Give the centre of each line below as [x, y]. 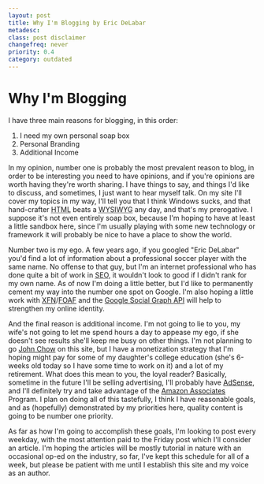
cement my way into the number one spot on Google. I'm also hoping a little [131, 292]
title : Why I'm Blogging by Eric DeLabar [77, 23]
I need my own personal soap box [74, 136]
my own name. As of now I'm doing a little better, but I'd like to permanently [131, 283]
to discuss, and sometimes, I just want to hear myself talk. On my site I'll [125, 192]
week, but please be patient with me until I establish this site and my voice [128, 464]
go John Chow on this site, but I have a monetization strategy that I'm [121, 348]
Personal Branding [50, 143]
